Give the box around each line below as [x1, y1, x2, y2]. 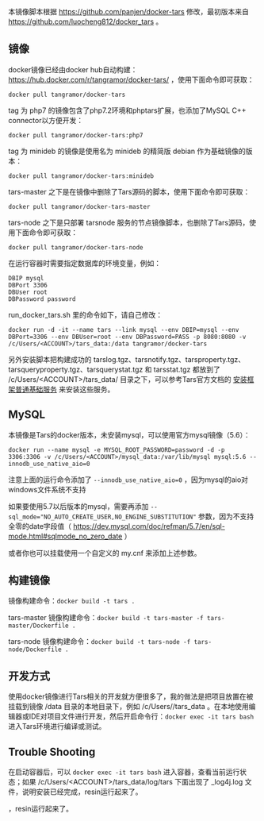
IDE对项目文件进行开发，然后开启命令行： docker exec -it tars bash [29, 711, 254, 721]
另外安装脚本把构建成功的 [8, 354, 92, 364]
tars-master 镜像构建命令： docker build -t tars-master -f [8, 613, 204, 622]
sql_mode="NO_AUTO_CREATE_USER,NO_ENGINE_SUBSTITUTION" [8, 513, 197, 521]
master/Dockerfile [8, 622, 69, 630]
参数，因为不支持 [197, 511, 254, 521]
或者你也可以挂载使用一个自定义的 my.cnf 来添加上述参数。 [8, 548, 201, 557]
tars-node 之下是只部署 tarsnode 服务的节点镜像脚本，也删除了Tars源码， [8, 218, 250, 227]
